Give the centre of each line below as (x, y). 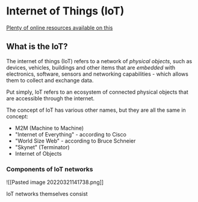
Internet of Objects (38, 153)
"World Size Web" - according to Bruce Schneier (75, 141)
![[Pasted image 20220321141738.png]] (55, 182)
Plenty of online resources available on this (60, 28)
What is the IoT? (37, 47)
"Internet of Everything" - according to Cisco (70, 134)
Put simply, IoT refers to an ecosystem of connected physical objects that (97, 92)
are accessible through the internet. (51, 98)
